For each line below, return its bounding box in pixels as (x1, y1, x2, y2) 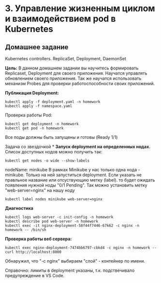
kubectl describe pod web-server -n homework (5, 219, 98, 224)
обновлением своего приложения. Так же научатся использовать (5, 76, 142, 81)
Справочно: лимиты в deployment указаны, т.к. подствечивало (5, 267, 135, 273)
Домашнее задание (5, 43, 69, 51)
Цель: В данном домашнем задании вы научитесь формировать (5, 65, 139, 71)
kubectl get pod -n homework (5, 126, 64, 131)
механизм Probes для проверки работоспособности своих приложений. (5, 81, 155, 86)
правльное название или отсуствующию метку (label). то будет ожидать (5, 177, 155, 183)
